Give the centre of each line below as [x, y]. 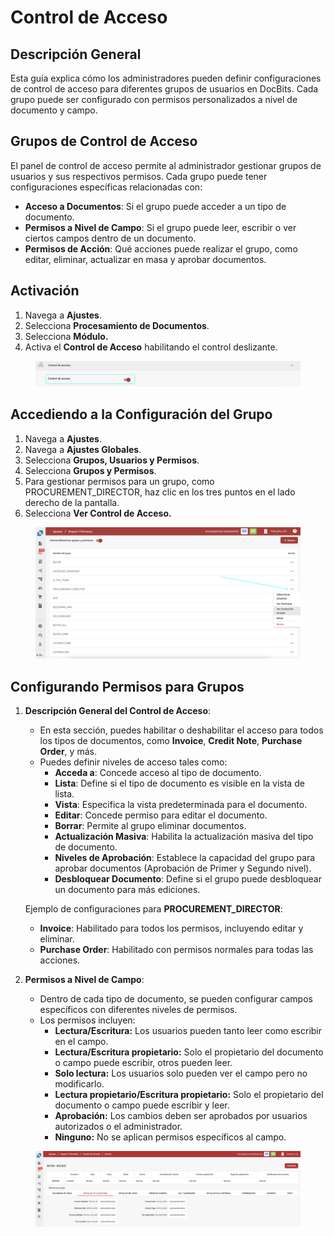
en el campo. [81, 1041]
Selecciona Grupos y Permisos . [90, 470]
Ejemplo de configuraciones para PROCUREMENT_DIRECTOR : [153, 909]
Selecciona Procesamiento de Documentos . [117, 325]
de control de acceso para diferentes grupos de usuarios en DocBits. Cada [164, 89]
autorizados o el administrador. [118, 1126]
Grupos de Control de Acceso [104, 141]
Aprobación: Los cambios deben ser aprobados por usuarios [181, 1115]
